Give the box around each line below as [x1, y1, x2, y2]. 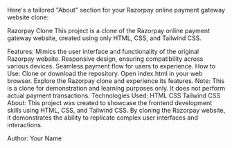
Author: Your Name [7, 134, 62, 142]
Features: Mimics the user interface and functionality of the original [7, 48, 199, 55]
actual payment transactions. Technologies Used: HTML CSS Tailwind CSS [7, 91, 220, 100]
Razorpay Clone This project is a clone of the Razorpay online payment [7, 27, 210, 35]
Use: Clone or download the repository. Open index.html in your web [7, 69, 203, 77]
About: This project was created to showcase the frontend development [7, 99, 213, 107]
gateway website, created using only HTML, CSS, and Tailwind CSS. [7, 34, 202, 42]
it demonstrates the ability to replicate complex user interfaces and [7, 113, 199, 122]
